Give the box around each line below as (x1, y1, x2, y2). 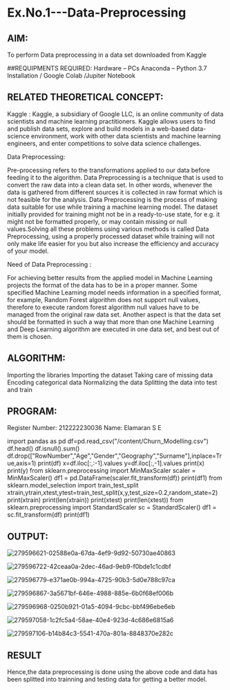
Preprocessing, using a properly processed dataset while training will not (7, 232, 215, 240)
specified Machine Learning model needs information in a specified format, (7, 288, 222, 297)
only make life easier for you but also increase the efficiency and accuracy (7, 239, 219, 248)
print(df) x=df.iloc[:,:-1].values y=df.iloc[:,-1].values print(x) (37, 459, 205, 467)
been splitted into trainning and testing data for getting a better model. (7, 675, 207, 684)
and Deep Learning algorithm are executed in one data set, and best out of (7, 325, 220, 333)
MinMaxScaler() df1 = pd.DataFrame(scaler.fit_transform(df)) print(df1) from (7, 474, 222, 482)
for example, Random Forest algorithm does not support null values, (7, 295, 200, 304)
